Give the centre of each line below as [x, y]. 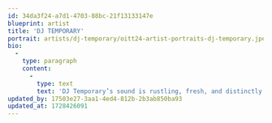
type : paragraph [50, 61]
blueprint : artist [39, 23]
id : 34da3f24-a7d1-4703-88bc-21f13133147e [80, 16]
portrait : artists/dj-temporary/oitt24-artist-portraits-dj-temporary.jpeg [138, 38]
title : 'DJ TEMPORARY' [46, 31]
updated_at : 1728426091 [48, 106]
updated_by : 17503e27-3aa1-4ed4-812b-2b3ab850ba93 [95, 99]
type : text [55, 83]
